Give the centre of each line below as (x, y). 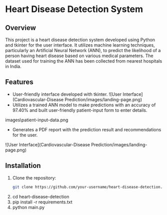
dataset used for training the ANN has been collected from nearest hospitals (84, 61)
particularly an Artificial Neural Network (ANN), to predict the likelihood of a (83, 50)
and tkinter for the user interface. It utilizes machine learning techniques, (80, 45)
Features (19, 82)
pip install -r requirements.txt (42, 202)
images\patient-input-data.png (37, 120)
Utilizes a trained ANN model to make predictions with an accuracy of (84, 105)
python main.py (28, 207)
